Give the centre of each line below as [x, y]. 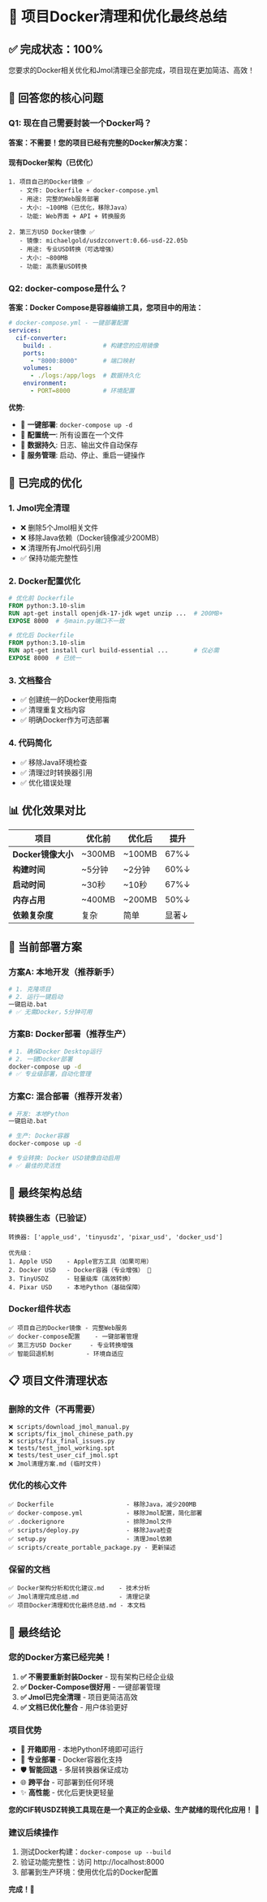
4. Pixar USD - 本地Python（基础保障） [76, 1287]
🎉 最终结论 [34, 1632]
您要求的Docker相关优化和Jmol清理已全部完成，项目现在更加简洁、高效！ [132, 70]
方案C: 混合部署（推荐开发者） [68, 1096]
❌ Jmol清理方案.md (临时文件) [55, 1464]
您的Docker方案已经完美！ [60, 1658]
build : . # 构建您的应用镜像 [91, 346]
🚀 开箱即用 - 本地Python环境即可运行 [82, 1749]
